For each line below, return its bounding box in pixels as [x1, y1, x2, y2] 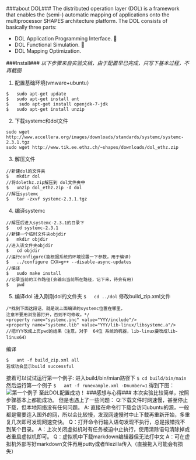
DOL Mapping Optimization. [14, 47, 82, 54]
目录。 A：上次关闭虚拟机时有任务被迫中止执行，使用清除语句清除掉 [21, 426, 185, 432]
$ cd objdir [6, 248, 41, 254]
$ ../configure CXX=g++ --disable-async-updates [6, 259, 132, 265]
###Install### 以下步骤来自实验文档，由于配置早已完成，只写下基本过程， [6, 60, 184, 66]
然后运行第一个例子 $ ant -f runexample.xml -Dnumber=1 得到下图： [6, 382, 175, 389]
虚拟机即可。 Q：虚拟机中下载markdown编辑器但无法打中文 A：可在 [21, 433, 185, 440]
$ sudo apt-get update [6, 91, 66, 97]
